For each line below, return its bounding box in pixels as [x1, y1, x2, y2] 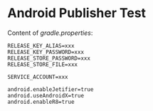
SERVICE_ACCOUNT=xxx [7, 73, 69, 80]
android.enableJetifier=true [7, 85, 94, 93]
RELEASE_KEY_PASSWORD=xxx [7, 48, 84, 55]
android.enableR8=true [7, 98, 75, 105]
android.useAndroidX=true [7, 92, 84, 99]
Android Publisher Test [7, 5, 147, 21]
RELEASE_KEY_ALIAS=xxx [7, 42, 75, 49]
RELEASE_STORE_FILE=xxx [7, 60, 78, 68]
